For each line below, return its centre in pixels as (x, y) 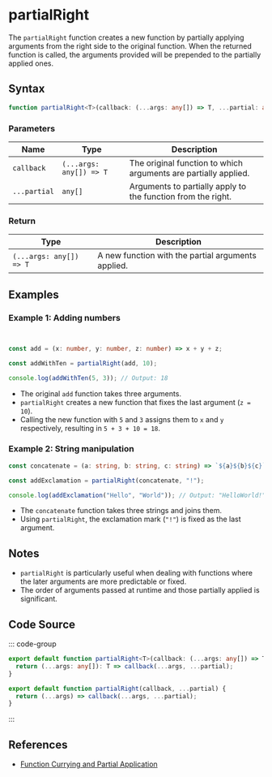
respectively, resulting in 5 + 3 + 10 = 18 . (90, 428)
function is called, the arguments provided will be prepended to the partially (135, 54)
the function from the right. (181, 196)
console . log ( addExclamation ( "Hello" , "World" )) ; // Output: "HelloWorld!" (137, 495)
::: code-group (32, 644)
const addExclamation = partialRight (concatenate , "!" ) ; (106, 481)
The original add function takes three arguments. (101, 393)
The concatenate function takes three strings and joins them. (121, 511)
